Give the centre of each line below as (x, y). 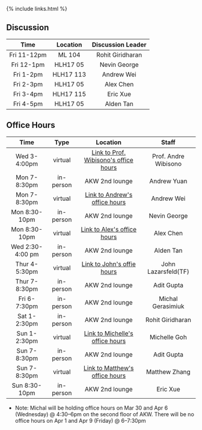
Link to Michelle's (109, 333)
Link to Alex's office (109, 229)
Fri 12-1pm (28, 65)
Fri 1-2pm (28, 74)
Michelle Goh (168, 337)
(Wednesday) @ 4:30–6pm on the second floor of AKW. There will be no (104, 414)
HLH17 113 (69, 74)
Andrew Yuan (168, 181)
